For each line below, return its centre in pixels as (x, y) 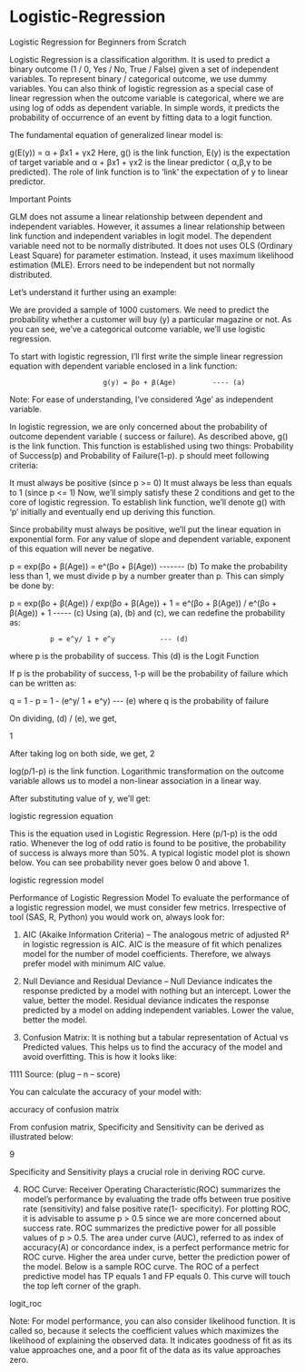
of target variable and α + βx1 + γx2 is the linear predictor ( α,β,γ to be (141, 162)
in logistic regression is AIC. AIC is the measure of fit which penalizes (152, 944)
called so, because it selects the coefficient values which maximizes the (144, 1330)
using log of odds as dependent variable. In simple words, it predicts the (144, 107)
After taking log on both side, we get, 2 (82, 753)
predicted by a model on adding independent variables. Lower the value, (158, 1010)
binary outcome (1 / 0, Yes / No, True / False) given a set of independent (144, 69)
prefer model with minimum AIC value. (94, 963)
